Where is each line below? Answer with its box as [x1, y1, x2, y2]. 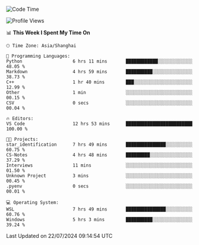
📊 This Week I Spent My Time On [6, 29, 90, 36]
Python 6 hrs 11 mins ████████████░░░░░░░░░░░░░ [6, 58, 193, 64]
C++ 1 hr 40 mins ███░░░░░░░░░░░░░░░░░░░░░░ [6, 79, 193, 85]
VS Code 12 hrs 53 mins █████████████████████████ [6, 121, 193, 127]
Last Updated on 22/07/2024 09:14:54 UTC [6, 233, 113, 239]
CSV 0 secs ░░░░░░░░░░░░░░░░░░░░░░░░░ [6, 100, 193, 106]
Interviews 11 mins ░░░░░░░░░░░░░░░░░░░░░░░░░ [6, 162, 193, 168]
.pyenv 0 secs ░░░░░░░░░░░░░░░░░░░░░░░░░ [6, 183, 193, 189]
